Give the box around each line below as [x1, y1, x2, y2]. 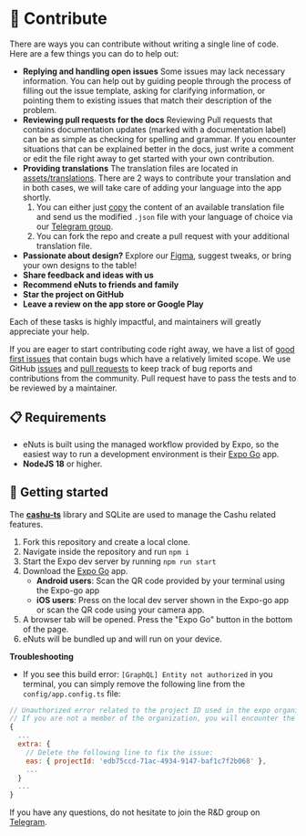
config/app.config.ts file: [22, 688, 121, 699]
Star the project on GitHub [22, 288, 125, 299]
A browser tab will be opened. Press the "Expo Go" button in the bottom [22, 613, 293, 624]
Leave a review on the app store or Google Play [22, 298, 204, 309]
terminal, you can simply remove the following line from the [22, 678, 246, 689]
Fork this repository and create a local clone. [22, 536, 191, 547]
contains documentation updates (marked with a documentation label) [22, 123, 287, 135]
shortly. [22, 192, 52, 203]
